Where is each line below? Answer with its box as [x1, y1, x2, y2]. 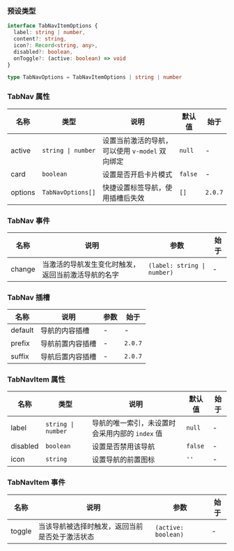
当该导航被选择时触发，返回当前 [38, 521, 143, 531]
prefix [10, 338, 30, 348]
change [10, 264, 36, 273]
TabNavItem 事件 [7, 478, 65, 488]
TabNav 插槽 [7, 292, 50, 302]
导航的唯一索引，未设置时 [91, 418, 176, 428]
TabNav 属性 [7, 92, 50, 102]
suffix [10, 352, 29, 361]
